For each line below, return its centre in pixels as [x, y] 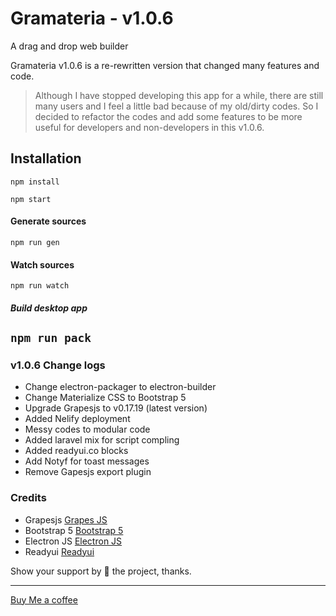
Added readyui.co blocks [76, 451]
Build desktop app [49, 308]
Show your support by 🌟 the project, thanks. [101, 571]
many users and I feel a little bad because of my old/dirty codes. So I [176, 106]
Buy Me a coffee [44, 599]
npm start [31, 199]
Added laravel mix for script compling [102, 440]
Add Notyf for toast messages [87, 461]
